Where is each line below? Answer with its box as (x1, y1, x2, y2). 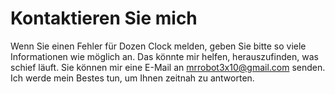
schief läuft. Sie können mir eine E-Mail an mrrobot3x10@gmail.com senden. (10, 61, 326, 73)
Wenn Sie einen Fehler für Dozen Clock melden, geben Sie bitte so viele (10, 40, 307, 52)
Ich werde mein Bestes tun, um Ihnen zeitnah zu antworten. (10, 72, 255, 84)
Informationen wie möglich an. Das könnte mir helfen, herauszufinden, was (10, 50, 319, 62)
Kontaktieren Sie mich (10, 7, 198, 30)
